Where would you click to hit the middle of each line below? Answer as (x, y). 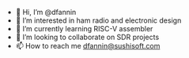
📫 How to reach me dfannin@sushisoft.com (88, 46)
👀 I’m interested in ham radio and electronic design (98, 20)
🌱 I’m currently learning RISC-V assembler (84, 29)
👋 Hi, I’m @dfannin (46, 12)
